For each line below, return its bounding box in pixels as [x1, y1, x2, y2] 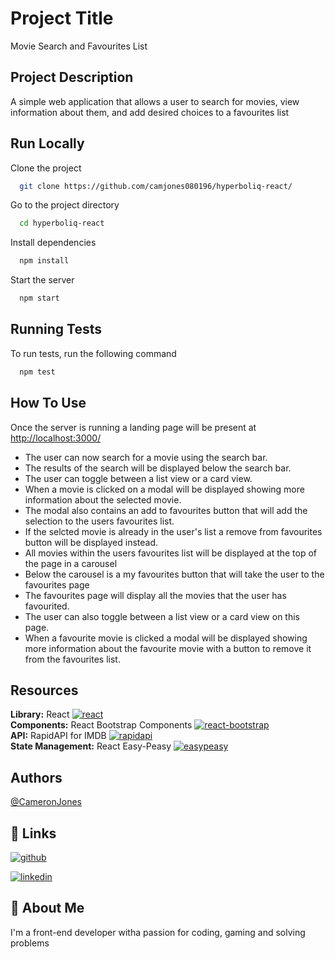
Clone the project [10, 162, 82, 174]
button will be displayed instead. [24, 536, 159, 548]
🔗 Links [10, 825, 57, 842]
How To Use [10, 395, 87, 412]
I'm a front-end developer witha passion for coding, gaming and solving [10, 926, 306, 938]
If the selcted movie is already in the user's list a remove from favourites [24, 525, 323, 537]
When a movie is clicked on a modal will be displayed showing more [24, 483, 305, 495]
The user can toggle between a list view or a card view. [24, 472, 253, 484]
